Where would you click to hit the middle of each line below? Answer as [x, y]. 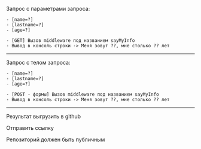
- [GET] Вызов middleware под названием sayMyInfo [71, 41]
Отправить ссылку [30, 128]
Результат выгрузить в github [44, 116]
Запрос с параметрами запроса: [48, 9]
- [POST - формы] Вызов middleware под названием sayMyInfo [83, 95]
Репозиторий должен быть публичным [56, 139]
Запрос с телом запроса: [38, 63]
